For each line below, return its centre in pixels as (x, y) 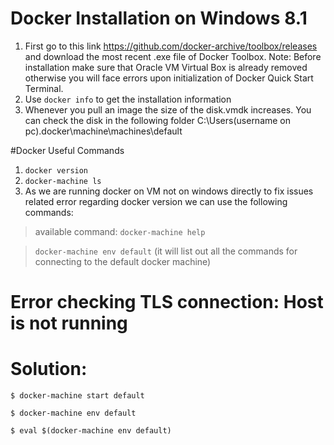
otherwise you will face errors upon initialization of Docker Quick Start (169, 78)
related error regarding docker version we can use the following (156, 201)
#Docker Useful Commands (67, 150)
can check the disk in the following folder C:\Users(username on (158, 120)
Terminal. (44, 88)
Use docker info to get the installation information (128, 99)
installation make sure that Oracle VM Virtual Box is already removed (166, 67)
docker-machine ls (63, 181)
